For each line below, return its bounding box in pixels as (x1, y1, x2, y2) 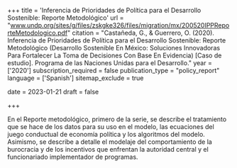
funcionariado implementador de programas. (7, 152, 138, 161)
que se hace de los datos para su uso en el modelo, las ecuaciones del (7, 123, 214, 130)
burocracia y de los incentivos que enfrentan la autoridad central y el (7, 145, 209, 153)
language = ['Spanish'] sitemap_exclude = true (7, 74, 144, 82)
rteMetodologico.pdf (7, 28, 68, 37)
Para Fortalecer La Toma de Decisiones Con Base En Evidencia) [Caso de (7, 51, 222, 60)
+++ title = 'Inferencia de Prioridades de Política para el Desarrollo (7, 6, 202, 14)
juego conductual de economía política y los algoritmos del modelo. (7, 130, 206, 138)
